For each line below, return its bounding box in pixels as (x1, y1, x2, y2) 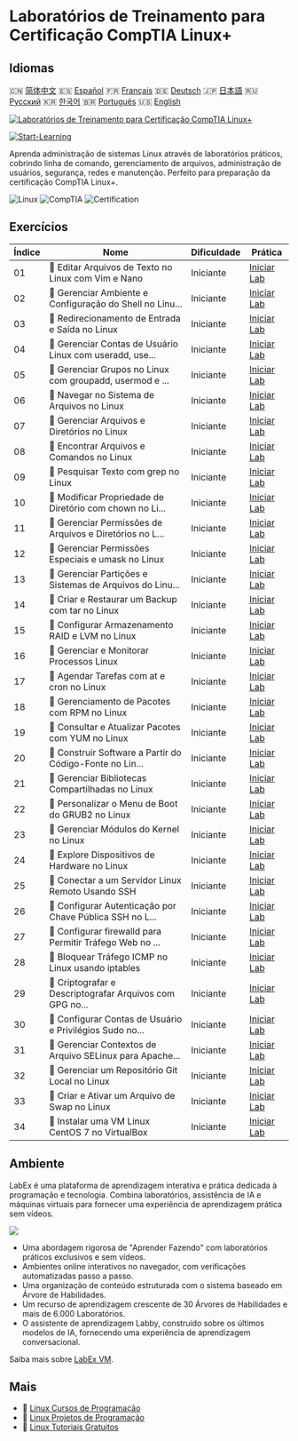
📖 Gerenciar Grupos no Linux (48, 362, 170, 375)
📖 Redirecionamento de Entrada (48, 312, 182, 324)
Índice (13, 246, 41, 259)
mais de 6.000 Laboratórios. (21, 1308, 126, 1318)
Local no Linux (48, 1075, 110, 1087)
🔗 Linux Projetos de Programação (21, 1413, 145, 1423)
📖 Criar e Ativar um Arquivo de (48, 1089, 176, 1102)
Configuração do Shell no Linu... (48, 298, 183, 310)
